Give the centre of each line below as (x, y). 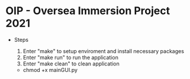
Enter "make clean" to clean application (71, 64)
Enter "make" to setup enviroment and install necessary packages (104, 51)
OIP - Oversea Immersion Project (88, 11)
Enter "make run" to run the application (71, 57)
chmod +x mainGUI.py (50, 70)
